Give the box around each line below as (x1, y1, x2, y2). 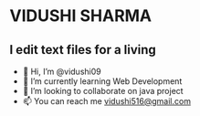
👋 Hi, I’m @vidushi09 (22, 66, 102, 77)
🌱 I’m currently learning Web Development (22, 76, 183, 87)
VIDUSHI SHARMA (9, 5, 153, 26)
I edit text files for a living (9, 42, 157, 58)
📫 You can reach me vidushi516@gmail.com (22, 96, 192, 106)
